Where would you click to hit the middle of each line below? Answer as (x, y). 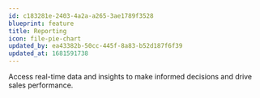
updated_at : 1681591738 (49, 53)
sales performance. (41, 85)
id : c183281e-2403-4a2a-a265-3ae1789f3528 (81, 16)
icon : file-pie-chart (45, 38)
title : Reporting (38, 31)
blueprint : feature (41, 23)
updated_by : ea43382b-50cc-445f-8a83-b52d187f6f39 (96, 46)
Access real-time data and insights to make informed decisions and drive (130, 77)
